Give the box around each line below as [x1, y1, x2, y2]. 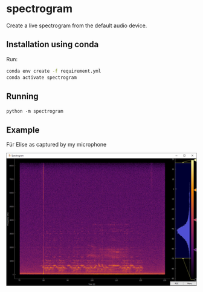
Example [6, 125, 40, 135]
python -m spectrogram [6, 108, 63, 114]
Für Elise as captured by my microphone [6, 141, 107, 148]
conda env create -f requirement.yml [6, 68, 101, 74]
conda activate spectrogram [6, 75, 77, 81]
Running [6, 91, 39, 101]
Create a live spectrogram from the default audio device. [6, 22, 147, 29]
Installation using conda [6, 39, 99, 50]
